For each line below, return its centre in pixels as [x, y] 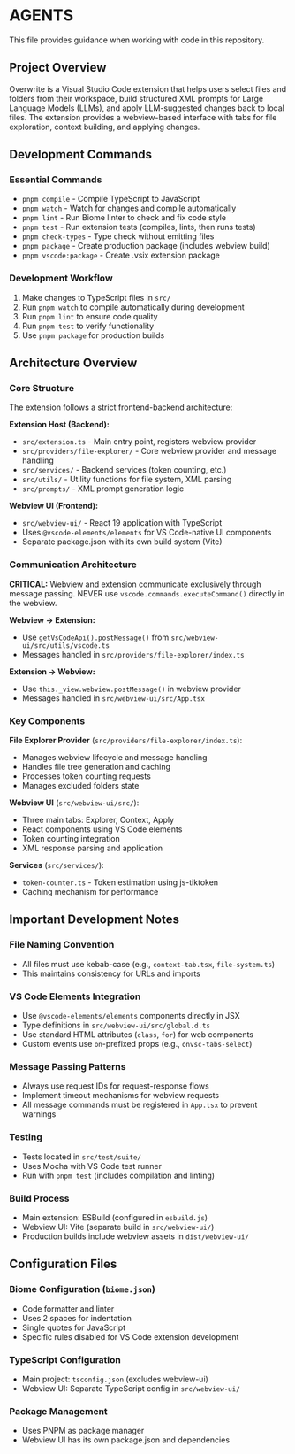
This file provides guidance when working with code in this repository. [137, 40]
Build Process [39, 1198]
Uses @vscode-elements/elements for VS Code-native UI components [147, 533]
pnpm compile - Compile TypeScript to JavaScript [111, 199]
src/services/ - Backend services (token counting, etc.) [124, 470]
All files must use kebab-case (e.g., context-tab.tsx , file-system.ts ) [148, 964]
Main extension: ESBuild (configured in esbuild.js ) [115, 1217]
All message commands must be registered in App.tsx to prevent [140, 1105]
